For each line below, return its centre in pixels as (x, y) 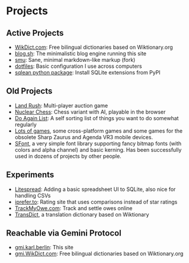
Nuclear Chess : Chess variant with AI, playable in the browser (90, 112)
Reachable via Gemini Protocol (64, 233)
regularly (25, 124)
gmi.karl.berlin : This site (44, 248)
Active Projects (35, 33)
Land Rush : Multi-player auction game (61, 105)
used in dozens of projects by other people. (68, 156)
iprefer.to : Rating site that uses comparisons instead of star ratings (96, 202)
